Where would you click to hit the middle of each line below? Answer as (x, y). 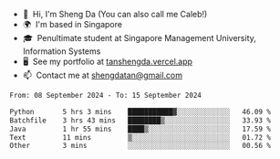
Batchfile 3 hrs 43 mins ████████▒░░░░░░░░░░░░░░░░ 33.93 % (140, 120)
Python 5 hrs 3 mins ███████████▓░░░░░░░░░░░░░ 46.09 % (140, 111)
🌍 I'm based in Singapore (73, 24)
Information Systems (62, 51)
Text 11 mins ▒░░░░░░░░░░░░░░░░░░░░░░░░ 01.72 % (140, 137)
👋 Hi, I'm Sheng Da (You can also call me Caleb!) (115, 14)
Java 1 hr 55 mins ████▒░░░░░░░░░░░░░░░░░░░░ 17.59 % (140, 129)
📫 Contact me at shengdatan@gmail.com (103, 75)
